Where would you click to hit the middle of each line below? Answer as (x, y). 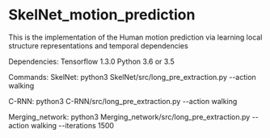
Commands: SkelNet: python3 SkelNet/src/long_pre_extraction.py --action (132, 77)
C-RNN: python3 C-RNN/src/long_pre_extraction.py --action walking (123, 101)
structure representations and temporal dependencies (98, 45)
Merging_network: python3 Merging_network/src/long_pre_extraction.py (129, 117)
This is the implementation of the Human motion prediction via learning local (135, 37)
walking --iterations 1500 (73, 125)
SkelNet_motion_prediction (102, 15)
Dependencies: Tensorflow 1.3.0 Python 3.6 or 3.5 (92, 61)
